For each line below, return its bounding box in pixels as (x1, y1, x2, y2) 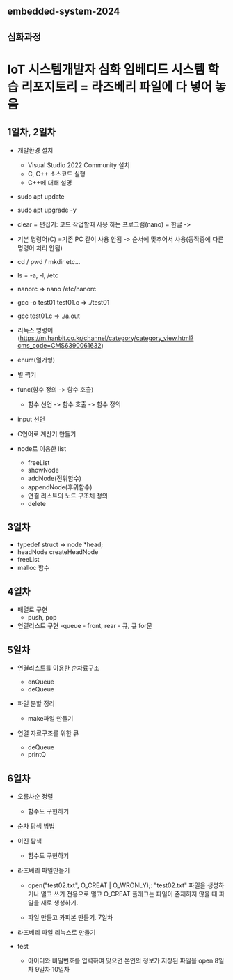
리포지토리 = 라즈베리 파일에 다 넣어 (21, 79, 212, 95)
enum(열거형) (17, 355, 56, 364)
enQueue (27, 677, 54, 686)
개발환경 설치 (17, 146, 54, 154)
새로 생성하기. (40, 898, 79, 907)
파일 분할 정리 (17, 700, 55, 708)
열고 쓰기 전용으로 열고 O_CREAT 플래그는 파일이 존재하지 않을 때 (40, 890, 218, 898)
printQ (27, 751, 47, 759)
